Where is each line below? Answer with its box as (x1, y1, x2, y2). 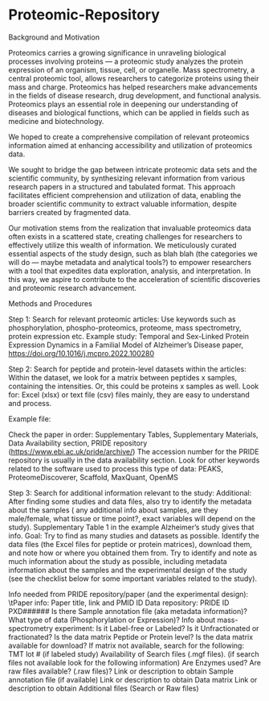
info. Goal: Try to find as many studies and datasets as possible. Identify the (8, 530, 259, 541)
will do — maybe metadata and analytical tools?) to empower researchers (8, 257, 251, 267)
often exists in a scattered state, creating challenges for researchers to (8, 231, 243, 241)
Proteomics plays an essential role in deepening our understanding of (8, 99, 238, 109)
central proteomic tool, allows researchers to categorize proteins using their (8, 73, 259, 83)
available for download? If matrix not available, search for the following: (8, 641, 245, 650)
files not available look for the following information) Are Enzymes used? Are (8, 657, 261, 667)
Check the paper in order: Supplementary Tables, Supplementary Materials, (8, 429, 259, 439)
